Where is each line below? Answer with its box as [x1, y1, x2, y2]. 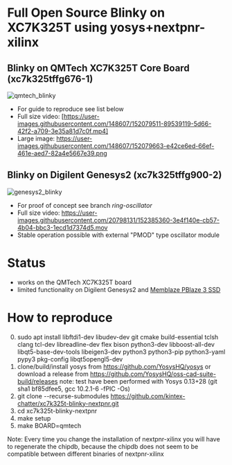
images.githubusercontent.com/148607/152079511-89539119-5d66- [17, 120, 212, 128]
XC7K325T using [7, 19, 107, 35]
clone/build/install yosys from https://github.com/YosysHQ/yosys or [17, 362, 211, 370]
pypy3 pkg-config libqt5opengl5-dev [17, 354, 123, 363]
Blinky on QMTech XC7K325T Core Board [7, 62, 190, 74]
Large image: [17, 134, 55, 142]
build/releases [17, 377, 58, 385]
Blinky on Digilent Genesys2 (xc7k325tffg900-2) [7, 169, 222, 181]
